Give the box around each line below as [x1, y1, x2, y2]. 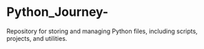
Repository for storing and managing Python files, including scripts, [6, 27, 198, 35]
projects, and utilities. [6, 34, 68, 42]
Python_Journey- [6, 4, 109, 20]
